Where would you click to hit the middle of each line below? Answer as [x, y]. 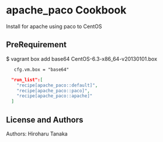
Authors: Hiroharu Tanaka [37, 134]
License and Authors [45, 120]
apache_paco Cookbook [66, 10]
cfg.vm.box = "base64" [41, 70]
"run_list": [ [27, 79]
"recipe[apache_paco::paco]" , [53, 91]
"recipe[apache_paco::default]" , [57, 85]
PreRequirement [37, 45]
